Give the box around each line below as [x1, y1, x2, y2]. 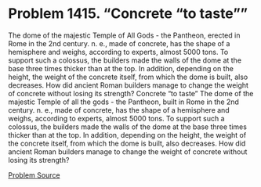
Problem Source [8, 170, 60, 180]
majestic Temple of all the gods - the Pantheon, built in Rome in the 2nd [8, 97, 239, 106]
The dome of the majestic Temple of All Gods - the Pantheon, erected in [8, 31, 241, 40]
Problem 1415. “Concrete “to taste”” [8, 5, 248, 23]
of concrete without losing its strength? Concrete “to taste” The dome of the [8, 88, 254, 98]
